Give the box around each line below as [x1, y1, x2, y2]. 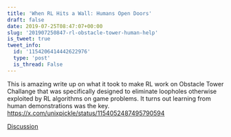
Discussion [7, 122, 38, 130]
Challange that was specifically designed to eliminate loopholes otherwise [7, 87, 217, 95]
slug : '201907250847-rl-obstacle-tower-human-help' [7, 29, 158, 36]
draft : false [7, 16, 45, 23]
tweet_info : [7, 42, 41, 49]
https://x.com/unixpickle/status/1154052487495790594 [7, 109, 165, 117]
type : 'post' [13, 55, 51, 62]
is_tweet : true [7, 36, 51, 42]
